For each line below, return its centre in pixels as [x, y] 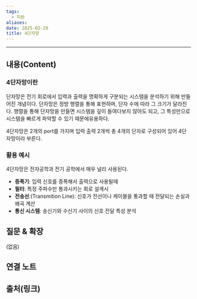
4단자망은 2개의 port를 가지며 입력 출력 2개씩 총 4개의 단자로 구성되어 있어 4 [94, 131]
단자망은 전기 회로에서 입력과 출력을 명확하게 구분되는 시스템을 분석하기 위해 [93, 96]
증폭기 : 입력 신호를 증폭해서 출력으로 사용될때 [66, 182]
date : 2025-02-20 [27, 28]
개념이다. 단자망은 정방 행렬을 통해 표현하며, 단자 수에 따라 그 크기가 [94, 104]
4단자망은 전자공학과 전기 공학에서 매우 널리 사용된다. [67, 169]
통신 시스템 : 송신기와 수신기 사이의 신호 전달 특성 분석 [75, 211]
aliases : [17, 22]
